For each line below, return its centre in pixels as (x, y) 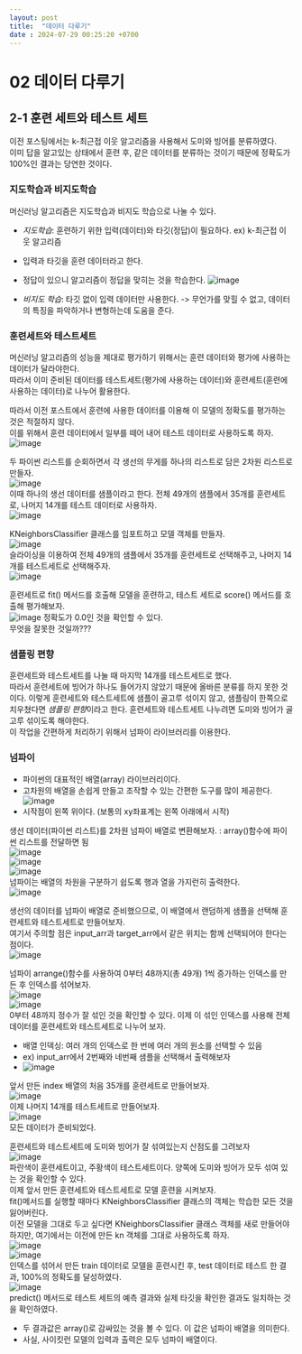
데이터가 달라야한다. (44, 368)
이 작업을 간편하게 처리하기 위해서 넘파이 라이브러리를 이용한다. (120, 732)
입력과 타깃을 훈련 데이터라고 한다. (82, 260)
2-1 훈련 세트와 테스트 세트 (79, 118)
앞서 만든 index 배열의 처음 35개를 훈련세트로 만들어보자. (110, 1085)
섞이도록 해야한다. (57, 721)
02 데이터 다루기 (67, 82)
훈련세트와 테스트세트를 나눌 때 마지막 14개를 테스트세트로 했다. (121, 676)
